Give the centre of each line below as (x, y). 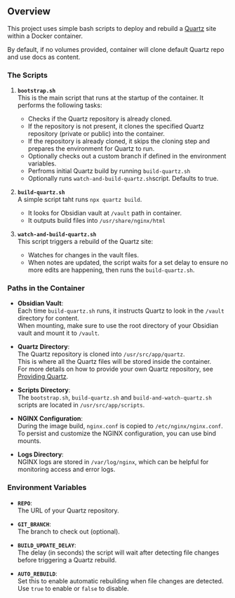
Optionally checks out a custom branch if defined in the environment (127, 156)
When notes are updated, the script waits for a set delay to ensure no (128, 263)
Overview (29, 12)
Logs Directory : (41, 454)
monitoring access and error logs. (66, 470)
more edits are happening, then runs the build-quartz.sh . (111, 270)
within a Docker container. (45, 36)
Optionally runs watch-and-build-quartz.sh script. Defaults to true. (123, 179)
